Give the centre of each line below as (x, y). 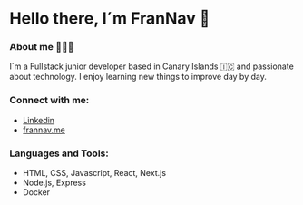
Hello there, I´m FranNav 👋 (110, 19)
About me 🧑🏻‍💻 (42, 47)
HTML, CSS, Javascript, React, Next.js (94, 173)
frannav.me (44, 130)
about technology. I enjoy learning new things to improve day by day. (138, 77)
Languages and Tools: (59, 153)
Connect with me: (49, 101)
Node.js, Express (54, 183)
